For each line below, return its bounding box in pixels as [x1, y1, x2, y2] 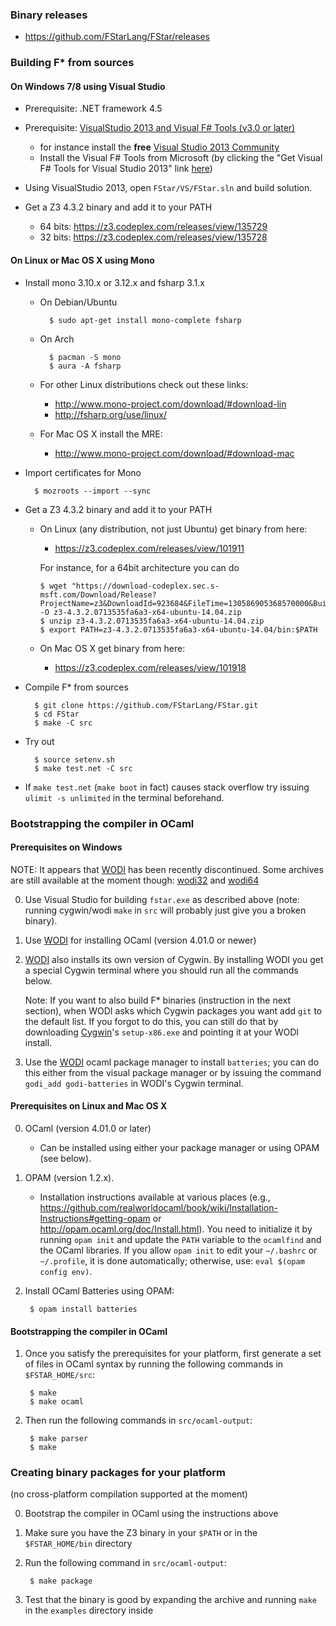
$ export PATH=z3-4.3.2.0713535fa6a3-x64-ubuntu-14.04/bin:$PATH [39, 624, 318, 635]
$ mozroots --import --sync [34, 486, 152, 496]
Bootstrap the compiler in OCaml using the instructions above [24, 1508, 279, 1520]
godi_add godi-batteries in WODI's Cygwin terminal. [24, 1077, 244, 1089]
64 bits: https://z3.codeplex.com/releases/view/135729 [39, 221, 268, 233]
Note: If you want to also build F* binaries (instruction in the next [24, 994, 292, 1006]
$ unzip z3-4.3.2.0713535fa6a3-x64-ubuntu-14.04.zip [39, 616, 265, 626]
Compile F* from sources [24, 681, 129, 693]
